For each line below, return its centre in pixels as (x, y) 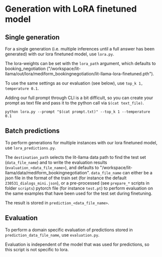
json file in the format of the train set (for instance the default (66, 178)
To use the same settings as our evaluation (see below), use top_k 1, (74, 83)
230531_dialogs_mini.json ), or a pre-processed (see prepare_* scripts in (77, 183)
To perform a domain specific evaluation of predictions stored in (69, 230)
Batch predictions (32, 131)
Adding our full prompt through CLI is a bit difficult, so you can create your (79, 98)
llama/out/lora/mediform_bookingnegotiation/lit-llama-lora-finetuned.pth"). (80, 74)
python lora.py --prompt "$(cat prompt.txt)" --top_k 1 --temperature (78, 112)
